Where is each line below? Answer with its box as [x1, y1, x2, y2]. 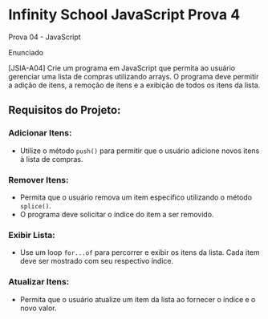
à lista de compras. [19, 154, 83, 164]
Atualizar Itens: [8, 277, 70, 288]
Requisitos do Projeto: [8, 103, 121, 117]
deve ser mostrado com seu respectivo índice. [19, 256, 174, 266]
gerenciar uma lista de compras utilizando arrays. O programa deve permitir [8, 71, 259, 81]
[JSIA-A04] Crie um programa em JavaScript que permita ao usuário [8, 63, 235, 73]
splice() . [19, 200, 52, 210]
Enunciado [8, 47, 44, 57]
